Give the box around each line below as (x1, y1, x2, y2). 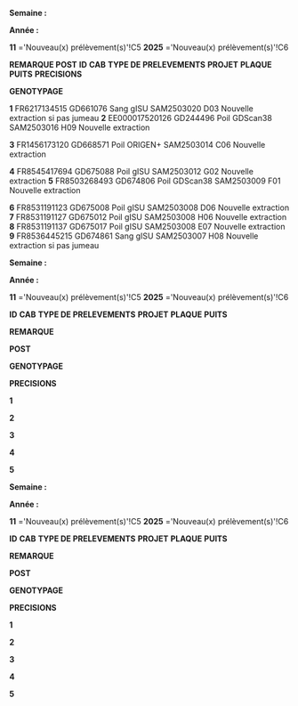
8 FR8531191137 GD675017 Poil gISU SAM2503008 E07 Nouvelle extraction (9, 222, 286, 231)
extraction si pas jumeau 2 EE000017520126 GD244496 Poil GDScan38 (9, 113, 273, 123)
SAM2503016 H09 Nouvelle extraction (9, 122, 150, 133)
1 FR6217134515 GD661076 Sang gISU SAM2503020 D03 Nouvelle (9, 103, 254, 114)
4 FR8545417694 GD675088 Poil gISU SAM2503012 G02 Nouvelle (9, 166, 254, 176)
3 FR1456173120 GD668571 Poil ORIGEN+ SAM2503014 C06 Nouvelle (9, 140, 266, 150)
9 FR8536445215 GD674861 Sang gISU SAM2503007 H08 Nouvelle (9, 231, 259, 241)
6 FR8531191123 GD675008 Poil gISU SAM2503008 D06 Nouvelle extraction (9, 202, 290, 213)
